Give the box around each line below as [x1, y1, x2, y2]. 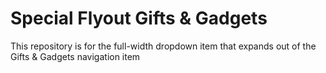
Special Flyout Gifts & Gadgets [10, 7, 268, 30]
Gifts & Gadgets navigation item [10, 50, 141, 62]
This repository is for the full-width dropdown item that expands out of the [10, 40, 317, 52]
